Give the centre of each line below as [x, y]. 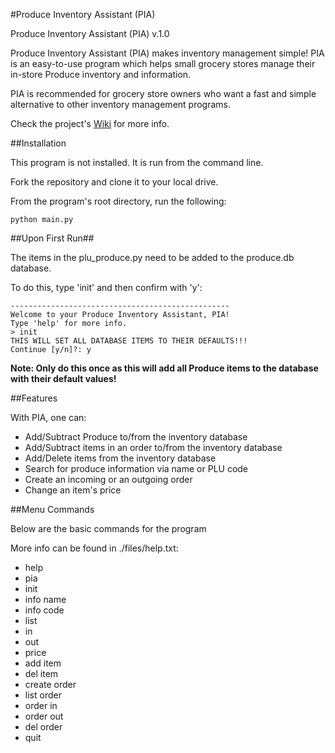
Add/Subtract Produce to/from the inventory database [136, 437]
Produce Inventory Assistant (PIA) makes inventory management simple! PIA [167, 53]
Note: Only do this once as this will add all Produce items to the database [164, 368]
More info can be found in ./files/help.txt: [94, 548]
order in [41, 705]
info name [45, 599]
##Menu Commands [52, 509]
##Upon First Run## [52, 238]
